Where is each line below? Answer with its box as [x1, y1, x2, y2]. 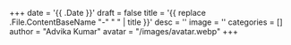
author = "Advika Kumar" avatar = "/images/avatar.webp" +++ [9, 26, 239, 36]
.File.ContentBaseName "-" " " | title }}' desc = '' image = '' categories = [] [9, 17, 284, 27]
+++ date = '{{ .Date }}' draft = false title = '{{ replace [9, 8, 206, 18]
